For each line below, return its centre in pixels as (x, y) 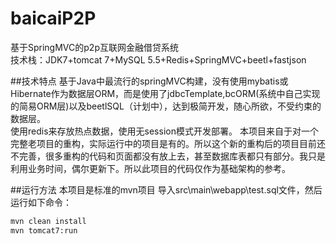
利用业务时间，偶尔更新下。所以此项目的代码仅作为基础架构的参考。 (150, 168)
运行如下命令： (41, 202)
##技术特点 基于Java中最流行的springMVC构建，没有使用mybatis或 (149, 81)
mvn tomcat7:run (44, 230)
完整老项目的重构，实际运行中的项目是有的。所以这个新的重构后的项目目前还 (168, 143)
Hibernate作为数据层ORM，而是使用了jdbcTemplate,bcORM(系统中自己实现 (165, 93)
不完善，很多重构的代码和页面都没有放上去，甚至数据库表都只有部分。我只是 (168, 156)
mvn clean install (48, 221)
